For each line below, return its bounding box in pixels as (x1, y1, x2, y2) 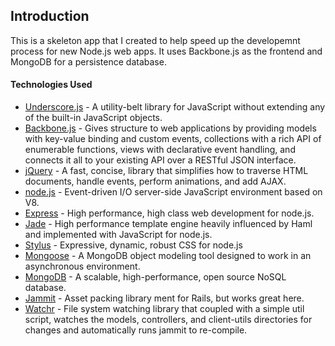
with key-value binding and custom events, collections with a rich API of (24, 133, 322, 145)
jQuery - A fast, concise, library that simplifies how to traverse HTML (24, 165, 309, 177)
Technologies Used (10, 79, 93, 91)
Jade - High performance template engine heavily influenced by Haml (24, 218, 313, 230)
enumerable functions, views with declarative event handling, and (24, 144, 296, 156)
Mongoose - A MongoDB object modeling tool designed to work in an (24, 250, 312, 262)
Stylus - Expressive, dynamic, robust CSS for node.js (24, 239, 243, 251)
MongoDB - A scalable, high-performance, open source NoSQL (24, 271, 287, 283)
